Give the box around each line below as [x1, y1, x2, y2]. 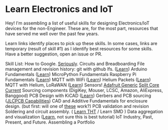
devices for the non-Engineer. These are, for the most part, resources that [5, 25, 158, 31]
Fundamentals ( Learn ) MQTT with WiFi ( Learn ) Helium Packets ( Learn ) [5, 76, 151, 82]
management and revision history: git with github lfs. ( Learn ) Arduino [5, 66, 147, 72]
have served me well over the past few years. [5, 30, 99, 36]
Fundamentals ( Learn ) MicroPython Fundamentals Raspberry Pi [5, 71, 136, 77]
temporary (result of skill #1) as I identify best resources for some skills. [5, 45, 153, 51]
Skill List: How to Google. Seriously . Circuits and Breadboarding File [5, 60, 145, 66]
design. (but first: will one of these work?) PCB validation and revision [5, 103, 149, 109]
